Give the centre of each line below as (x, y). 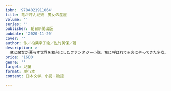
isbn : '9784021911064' (29, 10)
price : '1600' (20, 57)
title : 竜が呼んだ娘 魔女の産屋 (36, 15)
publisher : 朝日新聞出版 (29, 29)
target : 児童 (18, 67)
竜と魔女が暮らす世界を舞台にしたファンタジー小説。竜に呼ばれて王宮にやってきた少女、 (89, 52)
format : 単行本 (20, 72)
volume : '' (17, 19)
